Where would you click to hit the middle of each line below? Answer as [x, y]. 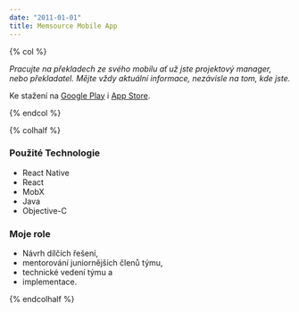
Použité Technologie [55, 153]
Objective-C [45, 210]
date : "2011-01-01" [46, 17]
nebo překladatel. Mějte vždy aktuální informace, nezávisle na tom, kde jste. [150, 78]
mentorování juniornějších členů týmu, [92, 263]
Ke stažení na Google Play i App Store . [80, 96]
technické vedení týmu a [67, 273]
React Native [46, 173]
